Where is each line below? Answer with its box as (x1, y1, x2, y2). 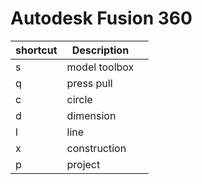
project (66, 157, 101, 171)
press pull (66, 76, 113, 90)
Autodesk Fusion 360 (10, 7, 193, 30)
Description (71, 43, 130, 57)
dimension (66, 108, 117, 122)
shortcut (15, 43, 58, 57)
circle (66, 92, 93, 106)
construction (66, 141, 127, 155)
